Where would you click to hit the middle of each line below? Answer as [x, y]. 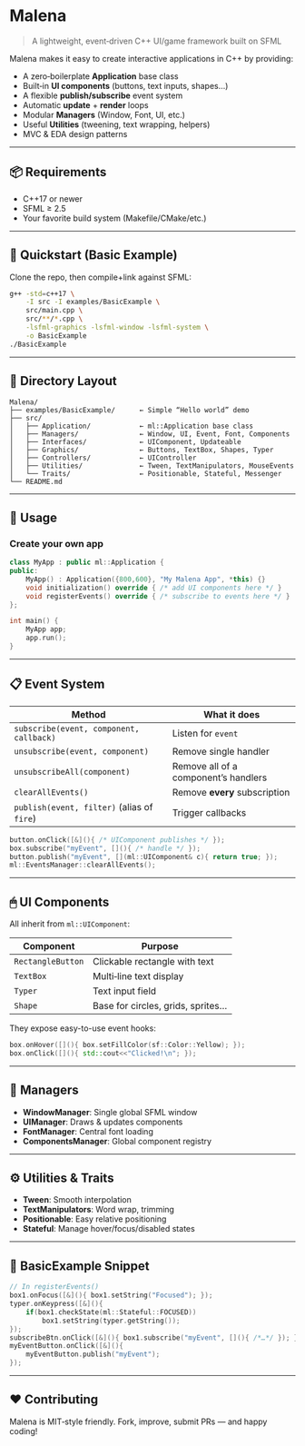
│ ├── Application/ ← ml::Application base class [132, 426]
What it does [232, 714]
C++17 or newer [53, 198]
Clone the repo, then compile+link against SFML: [101, 277]
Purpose [160, 946]
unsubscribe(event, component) [82, 751]
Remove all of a [205, 766]
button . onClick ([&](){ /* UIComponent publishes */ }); [117, 840]
